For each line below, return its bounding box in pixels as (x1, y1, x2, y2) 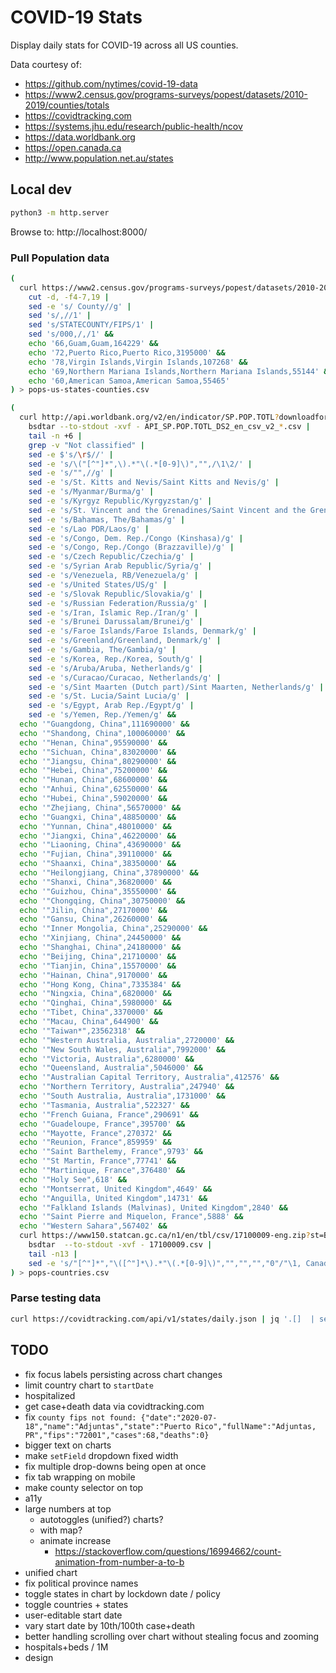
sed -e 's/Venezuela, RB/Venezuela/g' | (28, 571, 199, 581)
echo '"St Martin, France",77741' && (19, 1156, 177, 1166)
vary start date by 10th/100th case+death (24, 1619, 196, 1631)
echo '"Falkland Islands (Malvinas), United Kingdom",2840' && (19, 1202, 288, 1213)
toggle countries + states (24, 1598, 129, 1610)
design (24, 1651, 54, 1663)
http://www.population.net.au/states (24, 152, 174, 164)
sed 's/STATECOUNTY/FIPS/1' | (28, 320, 155, 330)
